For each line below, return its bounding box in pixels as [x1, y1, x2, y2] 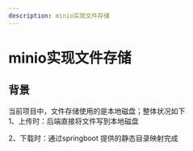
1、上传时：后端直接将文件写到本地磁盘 [8, 116, 139, 125]
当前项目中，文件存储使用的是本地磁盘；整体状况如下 [8, 106, 186, 116]
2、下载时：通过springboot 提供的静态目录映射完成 [8, 133, 179, 143]
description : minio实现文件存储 [8, 11, 111, 20]
